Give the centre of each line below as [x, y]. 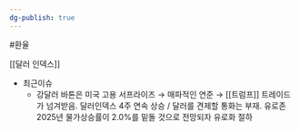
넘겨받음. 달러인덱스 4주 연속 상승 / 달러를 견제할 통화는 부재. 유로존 [166, 106]
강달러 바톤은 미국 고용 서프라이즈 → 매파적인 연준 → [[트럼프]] [148, 94]
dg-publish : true [42, 18]
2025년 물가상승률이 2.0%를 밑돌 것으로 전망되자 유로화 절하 [144, 117]
